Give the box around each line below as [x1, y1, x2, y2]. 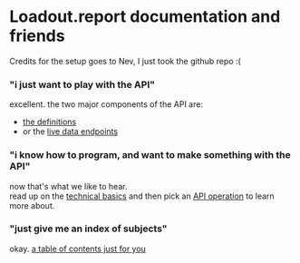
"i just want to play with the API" [9, 78, 156, 91]
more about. [9, 200, 55, 210]
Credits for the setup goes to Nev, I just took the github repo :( [9, 55, 242, 66]
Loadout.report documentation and [9, 6, 281, 27]
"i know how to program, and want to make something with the [9, 149, 292, 161]
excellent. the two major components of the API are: [9, 99, 204, 110]
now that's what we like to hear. [9, 180, 128, 191]
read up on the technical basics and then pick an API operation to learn [9, 190, 275, 201]
